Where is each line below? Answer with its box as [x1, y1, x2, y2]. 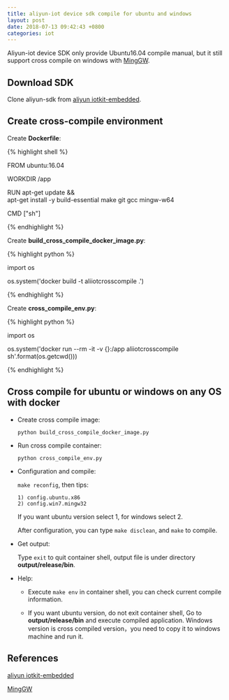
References [7, 652, 59, 664]
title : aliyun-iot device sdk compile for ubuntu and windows [7, 10, 192, 17]
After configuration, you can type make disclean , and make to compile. [17, 526, 218, 534]
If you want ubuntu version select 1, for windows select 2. [17, 512, 184, 521]
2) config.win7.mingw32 [17, 500, 87, 507]
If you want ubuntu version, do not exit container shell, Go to [27, 608, 202, 617]
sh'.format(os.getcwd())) [7, 352, 78, 360]
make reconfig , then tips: [17, 480, 89, 489]
